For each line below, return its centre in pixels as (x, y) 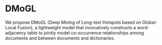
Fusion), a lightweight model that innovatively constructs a (77, 27)
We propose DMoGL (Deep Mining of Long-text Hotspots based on (73, 22)
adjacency (16, 33)
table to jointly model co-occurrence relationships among (85, 33)
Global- (150, 22)
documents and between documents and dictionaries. (60, 38)
